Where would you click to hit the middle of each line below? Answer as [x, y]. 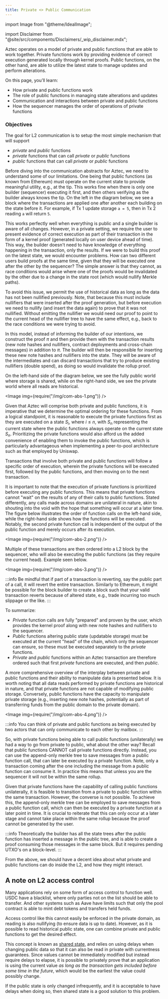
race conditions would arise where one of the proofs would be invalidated [81, 271]
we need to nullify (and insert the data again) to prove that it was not [76, 308]
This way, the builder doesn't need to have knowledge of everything [76, 245]
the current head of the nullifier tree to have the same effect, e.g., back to [81, 319]
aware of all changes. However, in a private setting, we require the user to [81, 228]
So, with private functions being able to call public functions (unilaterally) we [84, 739]
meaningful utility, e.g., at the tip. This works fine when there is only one [80, 187]
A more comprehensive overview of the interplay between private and [77, 672]
